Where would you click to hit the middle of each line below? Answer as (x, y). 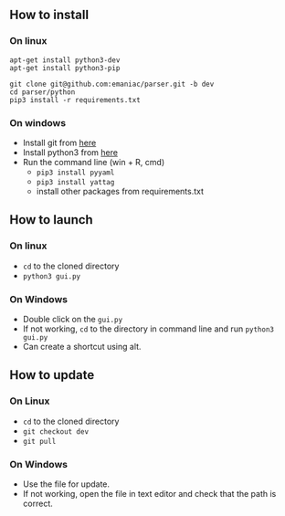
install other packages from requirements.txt (120, 191)
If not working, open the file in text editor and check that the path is (149, 493)
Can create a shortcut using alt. (82, 346)
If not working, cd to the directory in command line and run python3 (148, 329)
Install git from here (59, 142)
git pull (39, 441)
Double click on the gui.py (73, 319)
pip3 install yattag (75, 182)
